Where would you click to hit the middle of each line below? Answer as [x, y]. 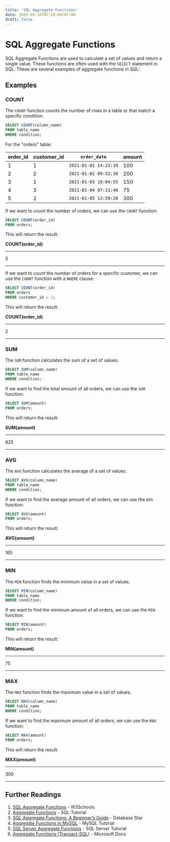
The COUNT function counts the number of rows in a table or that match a [80, 110]
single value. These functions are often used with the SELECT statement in [81, 64]
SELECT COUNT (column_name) [34, 125]
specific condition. [25, 116]
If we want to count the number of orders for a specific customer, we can [81, 273]
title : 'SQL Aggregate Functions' [42, 10]
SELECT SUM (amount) [26, 403]
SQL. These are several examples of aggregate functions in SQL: [73, 69]
